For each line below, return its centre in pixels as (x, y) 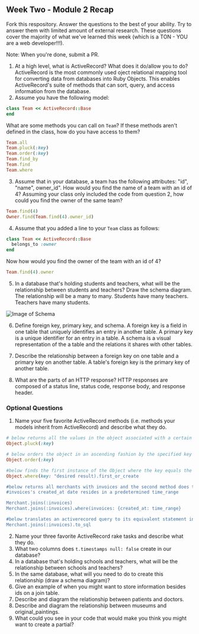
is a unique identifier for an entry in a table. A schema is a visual (93, 338)
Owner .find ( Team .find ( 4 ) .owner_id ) (50, 217)
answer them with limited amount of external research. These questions (94, 30)
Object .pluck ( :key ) (30, 444)
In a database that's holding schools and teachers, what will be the (96, 561)
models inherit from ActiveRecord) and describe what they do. (91, 427)
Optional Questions (35, 408)
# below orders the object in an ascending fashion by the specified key (99, 454)
